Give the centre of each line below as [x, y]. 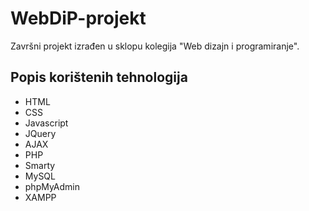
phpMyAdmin [52, 186]
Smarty [40, 165]
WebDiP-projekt [78, 18]
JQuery [40, 133]
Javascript [46, 123]
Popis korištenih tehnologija [99, 77]
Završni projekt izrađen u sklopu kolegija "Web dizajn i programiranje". [155, 46]
